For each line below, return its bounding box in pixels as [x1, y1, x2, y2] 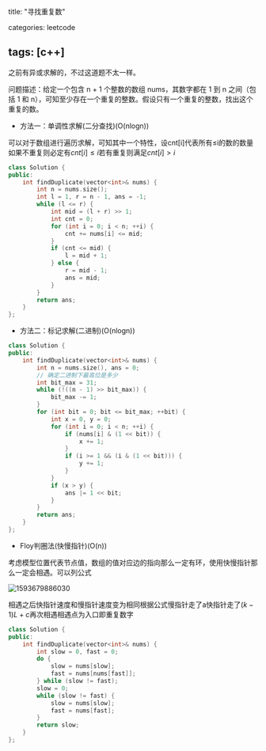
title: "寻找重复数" [8, 7, 66, 16]
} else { [50, 260, 80, 267]
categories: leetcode [8, 23, 76, 32]
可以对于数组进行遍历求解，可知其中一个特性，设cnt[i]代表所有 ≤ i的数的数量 [8, 138, 254, 147]
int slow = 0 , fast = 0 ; [36, 647, 119, 655]
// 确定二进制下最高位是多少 [36, 371, 119, 379]
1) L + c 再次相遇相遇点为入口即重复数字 [8, 609, 135, 619]
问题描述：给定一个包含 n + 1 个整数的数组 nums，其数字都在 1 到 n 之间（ [8, 84, 249, 93]
